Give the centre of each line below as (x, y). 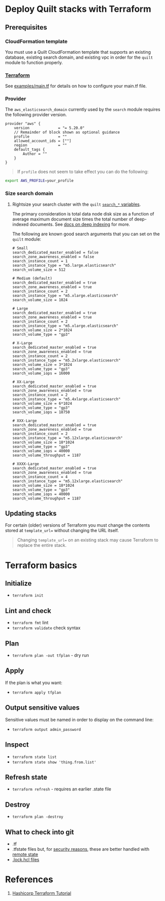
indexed (20, 224)
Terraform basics (41, 565)
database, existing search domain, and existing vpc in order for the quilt (79, 57)
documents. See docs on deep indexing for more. (80, 224)
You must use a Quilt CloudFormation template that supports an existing (78, 52)
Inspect (17, 745)
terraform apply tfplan (37, 692)
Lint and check (28, 611)
